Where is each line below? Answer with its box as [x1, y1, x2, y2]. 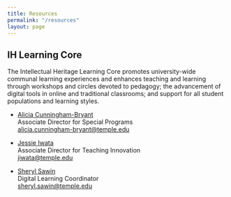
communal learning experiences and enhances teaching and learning [7, 74, 207, 84]
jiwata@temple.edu [17, 154, 73, 162]
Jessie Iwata [17, 139, 54, 147]
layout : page [7, 23, 45, 30]
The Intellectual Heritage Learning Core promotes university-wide [7, 68, 196, 76]
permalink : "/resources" [7, 17, 80, 24]
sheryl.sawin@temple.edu [17, 182, 93, 190]
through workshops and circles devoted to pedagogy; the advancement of [7, 82, 221, 90]
